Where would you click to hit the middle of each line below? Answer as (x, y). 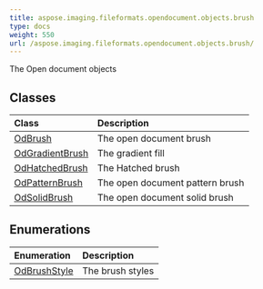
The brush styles (118, 271)
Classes (33, 98)
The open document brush (154, 139)
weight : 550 (32, 35)
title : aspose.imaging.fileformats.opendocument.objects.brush (132, 18)
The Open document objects (63, 69)
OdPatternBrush (49, 183)
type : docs (30, 26)
